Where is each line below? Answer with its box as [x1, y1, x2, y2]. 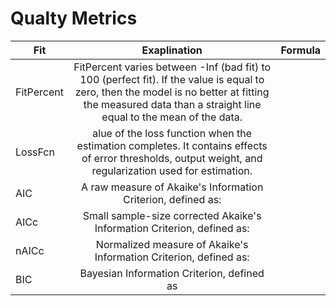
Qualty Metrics [10, 7, 138, 30]
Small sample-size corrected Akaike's [82, 208, 262, 222]
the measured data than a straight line [83, 97, 262, 111]
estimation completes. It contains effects [76, 138, 268, 152]
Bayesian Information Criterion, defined [79, 266, 265, 280]
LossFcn [15, 145, 55, 159]
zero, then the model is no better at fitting [74, 85, 270, 99]
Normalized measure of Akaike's [95, 237, 249, 251]
